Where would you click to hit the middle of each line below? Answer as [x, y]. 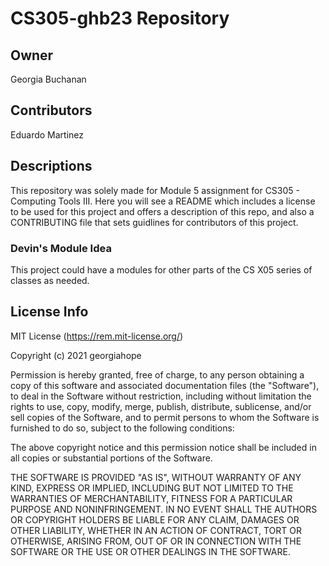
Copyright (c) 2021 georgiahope [76, 355]
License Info [49, 312]
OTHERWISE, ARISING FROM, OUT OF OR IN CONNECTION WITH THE [156, 541]
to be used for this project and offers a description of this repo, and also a [162, 211]
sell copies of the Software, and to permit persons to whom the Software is [165, 417]
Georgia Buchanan [48, 79]
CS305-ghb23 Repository [120, 18]
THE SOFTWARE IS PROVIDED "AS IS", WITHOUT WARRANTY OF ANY [156, 477]
